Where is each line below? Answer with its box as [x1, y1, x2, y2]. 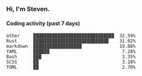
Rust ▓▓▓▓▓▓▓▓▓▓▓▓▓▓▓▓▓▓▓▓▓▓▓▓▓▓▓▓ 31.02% [6, 38, 136, 44]
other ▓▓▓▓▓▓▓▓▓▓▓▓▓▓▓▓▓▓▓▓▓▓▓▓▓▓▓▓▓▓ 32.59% [6, 33, 136, 39]
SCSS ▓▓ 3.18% [6, 59, 136, 65]
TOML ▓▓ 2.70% [6, 65, 136, 71]
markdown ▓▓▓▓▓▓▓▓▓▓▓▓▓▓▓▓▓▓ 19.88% [6, 44, 136, 50]
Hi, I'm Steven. [6, 5, 50, 13]
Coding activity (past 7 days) [6, 20, 80, 27]
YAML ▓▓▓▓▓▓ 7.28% [6, 48, 136, 55]
